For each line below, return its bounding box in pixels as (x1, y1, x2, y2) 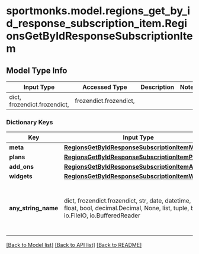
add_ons (9, 163, 34, 171)
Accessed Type (82, 83, 127, 91)
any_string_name (9, 204, 59, 213)
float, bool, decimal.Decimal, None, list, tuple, (64, 204, 190, 213)
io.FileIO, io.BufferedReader (64, 211, 141, 220)
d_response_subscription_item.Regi (6, 17, 188, 30)
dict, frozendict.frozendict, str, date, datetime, (64, 197, 191, 205)
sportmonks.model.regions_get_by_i (6, 4, 191, 18)
